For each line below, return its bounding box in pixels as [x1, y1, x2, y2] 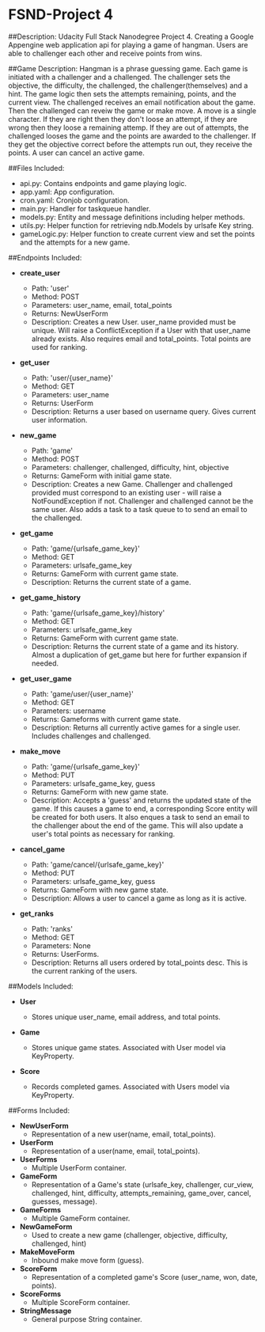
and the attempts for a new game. [19, 237, 131, 247]
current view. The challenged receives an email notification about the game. [8, 97, 256, 107]
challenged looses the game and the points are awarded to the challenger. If [8, 131, 257, 140]
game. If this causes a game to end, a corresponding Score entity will [31, 803, 258, 813]
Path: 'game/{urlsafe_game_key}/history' [31, 608, 165, 617]
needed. [31, 658, 59, 668]
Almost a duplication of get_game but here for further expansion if [31, 650, 248, 659]
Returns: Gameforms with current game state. [31, 714, 181, 723]
